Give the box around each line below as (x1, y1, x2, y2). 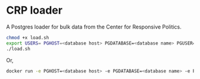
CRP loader (6, 4, 62, 17)
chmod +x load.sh (6, 34, 49, 40)
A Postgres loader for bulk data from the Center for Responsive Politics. (6, 23, 182, 30)
